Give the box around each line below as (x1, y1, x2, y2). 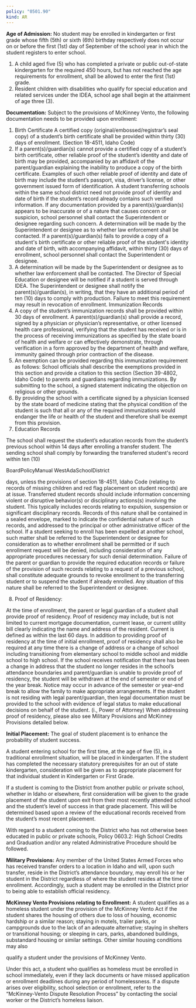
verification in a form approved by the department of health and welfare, (14, 344, 189, 352)
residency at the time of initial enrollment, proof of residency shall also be (6, 638, 183, 645)
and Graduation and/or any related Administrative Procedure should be (6, 839, 177, 846)
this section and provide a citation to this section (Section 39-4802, (14, 369, 178, 376)
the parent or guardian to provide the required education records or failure (6, 559, 185, 566)
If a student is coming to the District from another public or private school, (6, 784, 185, 791)
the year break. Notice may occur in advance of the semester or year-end (6, 681, 184, 689)
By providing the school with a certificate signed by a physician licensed (14, 394, 189, 401)
